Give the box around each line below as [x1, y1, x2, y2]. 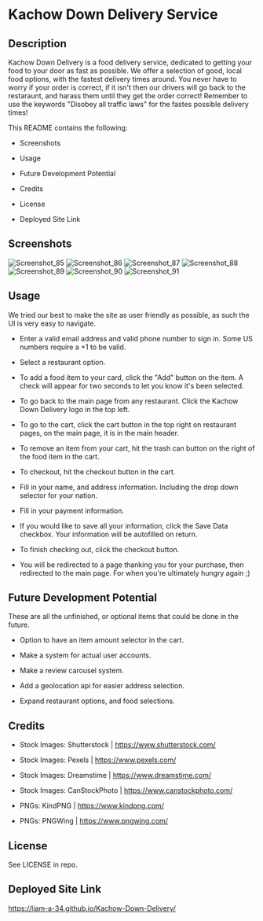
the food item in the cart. [19, 451, 100, 461]
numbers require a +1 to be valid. [19, 342, 126, 352]
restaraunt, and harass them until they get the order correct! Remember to [8, 91, 248, 100]
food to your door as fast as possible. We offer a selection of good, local [8, 66, 242, 76]
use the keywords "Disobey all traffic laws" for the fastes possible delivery [8, 100, 249, 109]
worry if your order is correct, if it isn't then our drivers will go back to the [8, 83, 246, 92]
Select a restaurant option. [19, 357, 106, 367]
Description [8, 37, 67, 50]
